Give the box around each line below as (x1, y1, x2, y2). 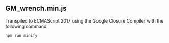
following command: (5, 23, 49, 29)
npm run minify (5, 33, 38, 38)
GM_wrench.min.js (5, 4, 67, 13)
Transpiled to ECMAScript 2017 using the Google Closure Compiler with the (5, 17, 164, 24)
